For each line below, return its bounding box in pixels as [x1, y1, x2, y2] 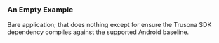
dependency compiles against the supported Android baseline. [7, 28, 190, 36]
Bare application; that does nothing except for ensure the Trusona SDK [7, 21, 212, 29]
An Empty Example [7, 5, 74, 15]
